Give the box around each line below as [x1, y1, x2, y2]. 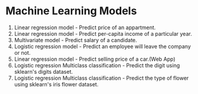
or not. [14, 49, 31, 56]
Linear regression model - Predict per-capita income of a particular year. [14, 30, 193, 37]
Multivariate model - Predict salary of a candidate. [14, 36, 137, 43]
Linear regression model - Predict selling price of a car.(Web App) [14, 55, 176, 62]
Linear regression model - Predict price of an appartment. [14, 24, 156, 31]
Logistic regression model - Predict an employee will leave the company [14, 43, 191, 50]
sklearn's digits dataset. [14, 68, 73, 75]
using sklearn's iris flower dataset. [14, 80, 99, 87]
